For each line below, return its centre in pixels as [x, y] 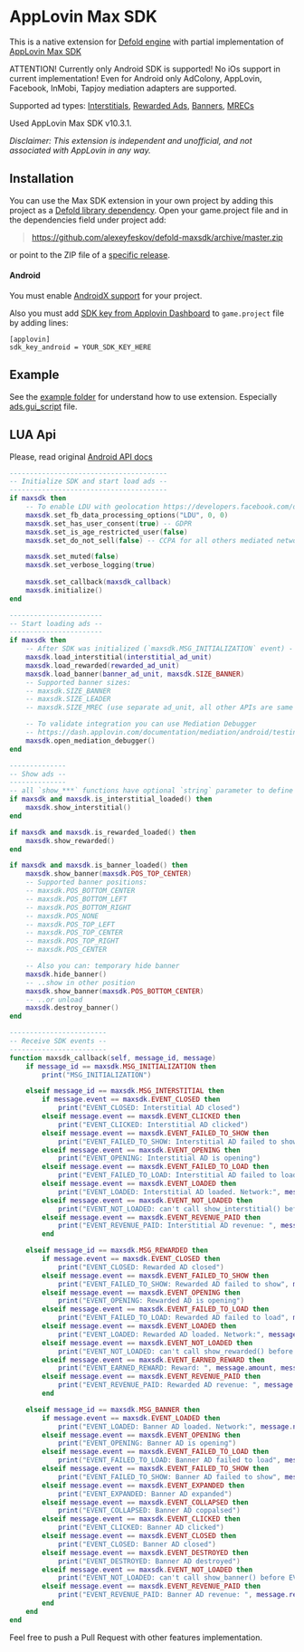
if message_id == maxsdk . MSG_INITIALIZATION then [121, 1066]
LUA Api [33, 435]
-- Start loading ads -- [56, 623]
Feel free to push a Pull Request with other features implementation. [136, 1637]
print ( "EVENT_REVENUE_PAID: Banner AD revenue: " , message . [173, 1595]
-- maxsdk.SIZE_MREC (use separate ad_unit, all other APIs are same [160, 707]
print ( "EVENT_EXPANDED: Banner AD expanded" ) [145, 1494]
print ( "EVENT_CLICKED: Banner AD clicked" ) [141, 1528]
